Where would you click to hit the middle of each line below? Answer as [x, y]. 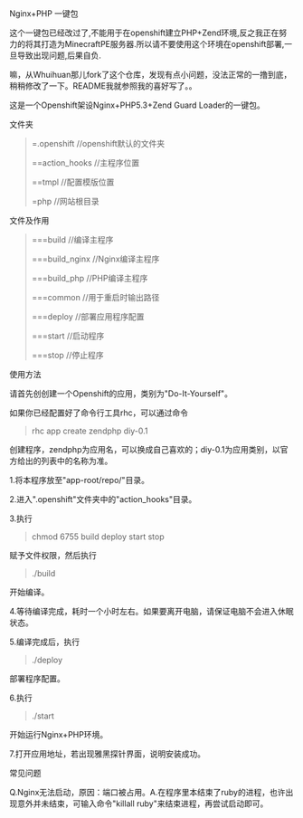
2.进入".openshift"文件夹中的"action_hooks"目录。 [103, 499]
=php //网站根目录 [65, 201]
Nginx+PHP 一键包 [44, 14]
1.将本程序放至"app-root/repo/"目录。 [79, 480]
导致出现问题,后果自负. [59, 55]
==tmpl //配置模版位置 [73, 182]
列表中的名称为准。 [76, 461]
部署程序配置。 [37, 679]
